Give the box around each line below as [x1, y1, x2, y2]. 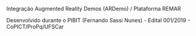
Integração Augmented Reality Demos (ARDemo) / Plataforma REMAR [6, 5, 181, 12]
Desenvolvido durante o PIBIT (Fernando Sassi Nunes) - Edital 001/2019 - [6, 17, 191, 23]
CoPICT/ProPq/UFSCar [6, 23, 64, 30]
